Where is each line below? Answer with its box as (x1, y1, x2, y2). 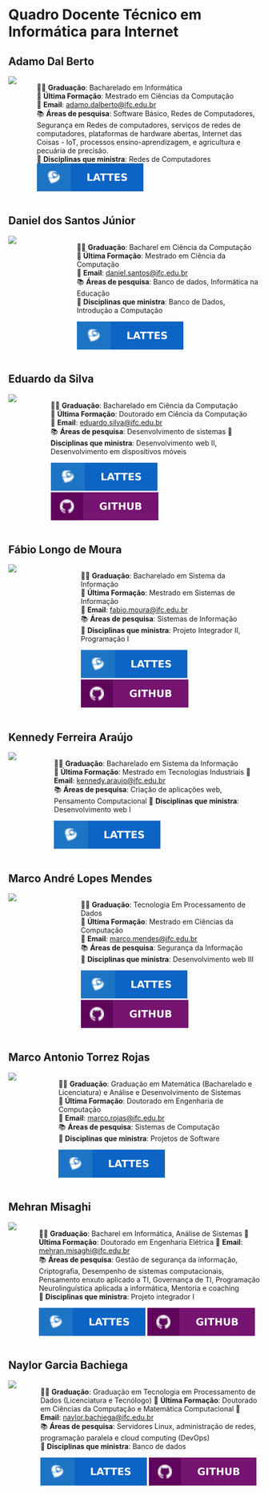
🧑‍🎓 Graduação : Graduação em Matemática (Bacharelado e (58, 1079, 253, 1089)
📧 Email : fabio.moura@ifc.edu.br (80, 605, 188, 614)
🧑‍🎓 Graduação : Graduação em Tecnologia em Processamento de (39, 1387, 256, 1396)
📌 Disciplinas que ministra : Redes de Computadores (36, 155, 211, 163)
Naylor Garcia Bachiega (8, 1359, 129, 1372)
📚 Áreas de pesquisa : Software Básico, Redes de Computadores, (36, 109, 255, 118)
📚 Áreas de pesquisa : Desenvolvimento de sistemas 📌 (50, 426, 233, 436)
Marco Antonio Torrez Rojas (8, 1051, 150, 1065)
